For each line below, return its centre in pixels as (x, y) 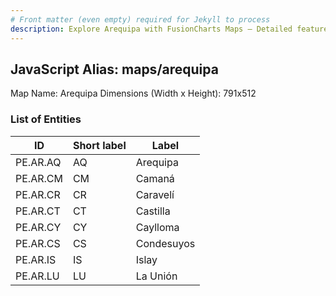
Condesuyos (165, 243)
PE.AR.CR (38, 194)
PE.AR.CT (38, 211)
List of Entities (46, 119)
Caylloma (157, 227)
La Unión (156, 276)
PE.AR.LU (37, 276)
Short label (99, 145)
